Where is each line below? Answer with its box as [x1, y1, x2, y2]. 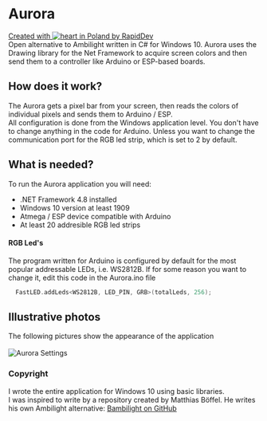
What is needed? [8, 158, 94, 171]
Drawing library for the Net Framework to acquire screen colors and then [8, 48, 247, 57]
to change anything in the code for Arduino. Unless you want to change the [8, 126, 255, 136]
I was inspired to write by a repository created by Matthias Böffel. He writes [8, 395, 256, 404]
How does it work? [8, 80, 103, 93]
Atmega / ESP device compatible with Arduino [19, 211, 171, 221]
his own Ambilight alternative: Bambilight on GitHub [8, 403, 177, 413]
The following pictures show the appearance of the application [8, 332, 214, 341]
